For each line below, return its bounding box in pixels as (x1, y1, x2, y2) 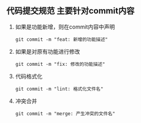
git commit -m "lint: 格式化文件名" (15, 86, 104, 92)
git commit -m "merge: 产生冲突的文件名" (15, 110, 115, 117)
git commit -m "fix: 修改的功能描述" (15, 61, 105, 67)
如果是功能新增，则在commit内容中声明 (15, 23, 115, 30)
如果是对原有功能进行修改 (15, 47, 80, 55)
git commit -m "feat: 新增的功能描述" (15, 36, 109, 43)
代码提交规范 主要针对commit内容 (6, 5, 135, 16)
